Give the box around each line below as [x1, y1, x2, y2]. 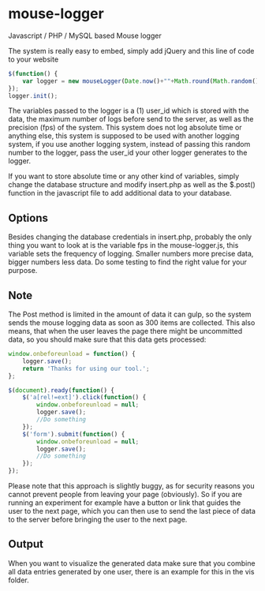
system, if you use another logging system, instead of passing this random [8, 140, 251, 149]
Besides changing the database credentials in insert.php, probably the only [8, 232, 252, 241]
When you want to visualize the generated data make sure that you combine [8, 558, 256, 568]
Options [8, 211, 49, 225]
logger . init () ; [8, 92, 58, 99]
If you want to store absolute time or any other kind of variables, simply [8, 171, 240, 181]
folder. [8, 575, 29, 585]
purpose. [8, 266, 38, 275]
